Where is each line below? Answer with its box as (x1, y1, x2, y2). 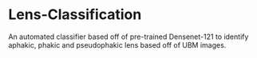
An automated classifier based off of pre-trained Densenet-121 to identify (8, 32, 249, 41)
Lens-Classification (8, 6, 142, 24)
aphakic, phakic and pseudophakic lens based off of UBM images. (8, 40, 227, 49)
